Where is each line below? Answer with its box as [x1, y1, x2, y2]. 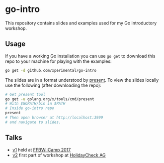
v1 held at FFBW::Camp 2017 [12, 147, 71, 153]
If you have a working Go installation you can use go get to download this [5, 53, 156, 59]
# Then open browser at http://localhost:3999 [5, 115, 103, 120]
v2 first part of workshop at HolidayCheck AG [12, 152, 106, 158]
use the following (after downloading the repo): [5, 82, 102, 88]
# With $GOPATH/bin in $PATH [5, 101, 66, 106]
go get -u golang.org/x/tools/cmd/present [5, 96, 94, 102]
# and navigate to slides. [5, 120, 61, 125]
